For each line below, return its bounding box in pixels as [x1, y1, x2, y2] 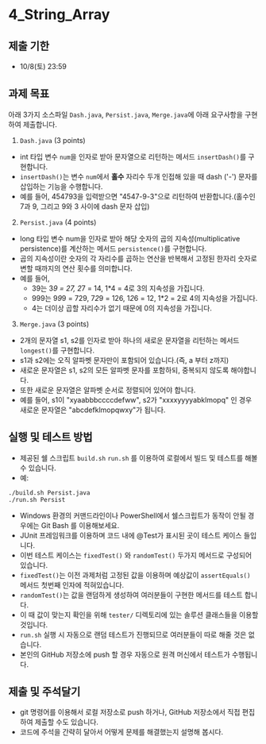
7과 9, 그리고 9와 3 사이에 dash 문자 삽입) [19, 201, 150, 211]
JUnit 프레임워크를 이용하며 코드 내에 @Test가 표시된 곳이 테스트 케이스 [19, 530, 242, 540]
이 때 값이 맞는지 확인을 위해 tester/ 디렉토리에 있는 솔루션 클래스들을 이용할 [19, 610, 259, 619]
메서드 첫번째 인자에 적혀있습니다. [19, 580, 125, 589]
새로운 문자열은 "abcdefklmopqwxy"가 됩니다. [19, 405, 166, 414]
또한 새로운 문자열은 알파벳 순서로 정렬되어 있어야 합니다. [19, 385, 196, 395]
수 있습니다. [19, 463, 57, 472]
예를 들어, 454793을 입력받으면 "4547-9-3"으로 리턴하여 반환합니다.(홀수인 [19, 191, 256, 201]
